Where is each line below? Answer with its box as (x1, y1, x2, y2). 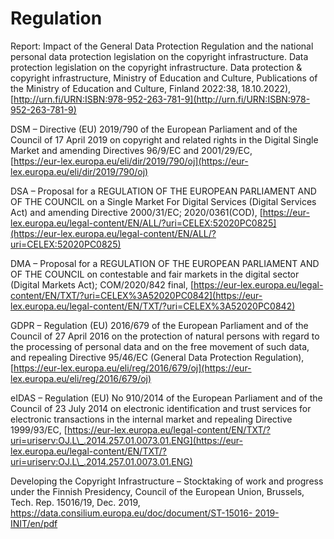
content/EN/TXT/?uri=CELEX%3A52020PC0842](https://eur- (10, 289, 263, 301)
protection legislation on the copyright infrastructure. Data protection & (10, 61, 303, 73)
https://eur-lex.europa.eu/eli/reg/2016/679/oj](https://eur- (13, 362, 252, 374)
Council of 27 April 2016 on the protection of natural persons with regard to (10, 330, 320, 342)
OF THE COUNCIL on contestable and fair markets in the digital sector (10, 268, 300, 280)
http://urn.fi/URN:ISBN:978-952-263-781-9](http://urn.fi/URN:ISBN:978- (13, 93, 311, 105)
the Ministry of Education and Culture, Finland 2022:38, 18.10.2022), (10, 82, 292, 94)
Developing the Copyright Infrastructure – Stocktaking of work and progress (10, 475, 324, 487)
